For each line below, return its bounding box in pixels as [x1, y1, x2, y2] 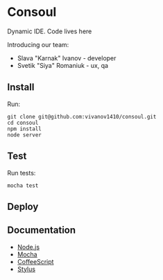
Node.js [17, 243, 40, 251]
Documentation [7, 225, 76, 236]
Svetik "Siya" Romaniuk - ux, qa [17, 61, 109, 69]
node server [7, 131, 42, 139]
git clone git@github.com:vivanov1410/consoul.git [7, 113, 157, 120]
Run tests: [7, 168, 36, 177]
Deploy [7, 200, 39, 212]
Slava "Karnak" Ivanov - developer [17, 53, 117, 62]
